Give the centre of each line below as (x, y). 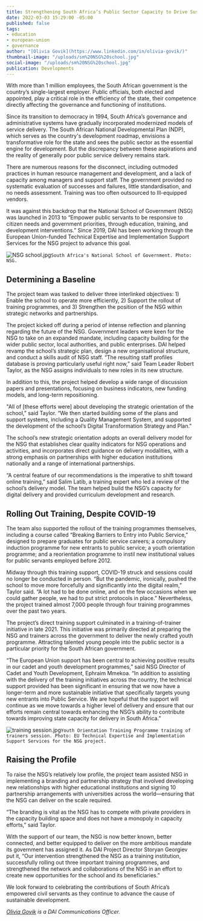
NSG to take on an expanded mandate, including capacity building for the (98, 338)
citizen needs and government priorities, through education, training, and (97, 224)
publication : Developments (40, 68)
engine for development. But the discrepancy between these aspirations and (101, 149)
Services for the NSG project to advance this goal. (69, 243)
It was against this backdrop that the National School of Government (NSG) (100, 211)
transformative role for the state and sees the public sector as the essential (100, 143)
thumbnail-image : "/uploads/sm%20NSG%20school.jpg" (72, 57)
